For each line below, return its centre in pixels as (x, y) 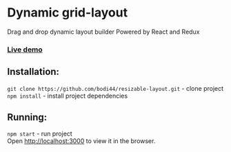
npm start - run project (40, 134)
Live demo (25, 50)
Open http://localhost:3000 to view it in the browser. (81, 141)
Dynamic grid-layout (68, 13)
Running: (27, 117)
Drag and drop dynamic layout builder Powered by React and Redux (103, 32)
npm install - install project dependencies (68, 96)
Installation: (33, 72)
